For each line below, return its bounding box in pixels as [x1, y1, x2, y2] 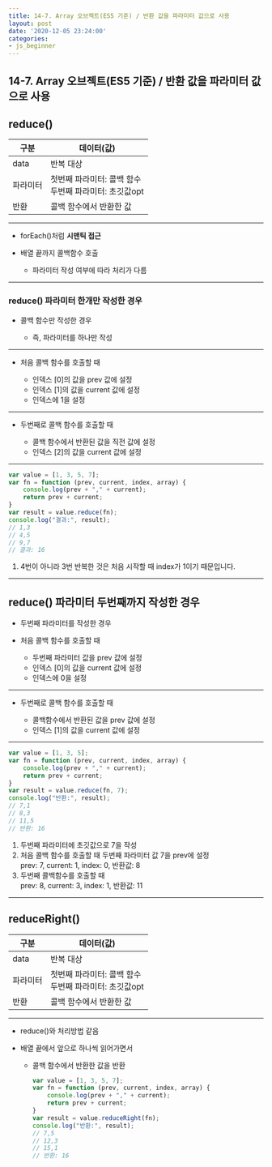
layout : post [8, 19, 53, 28]
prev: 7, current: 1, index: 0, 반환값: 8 [19, 860, 141, 870]
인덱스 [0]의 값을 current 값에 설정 [32, 663, 142, 673]
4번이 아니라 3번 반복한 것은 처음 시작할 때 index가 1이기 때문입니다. [19, 562, 236, 571]
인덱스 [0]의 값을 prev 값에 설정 [32, 374, 133, 384]
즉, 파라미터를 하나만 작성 [32, 332, 113, 342]
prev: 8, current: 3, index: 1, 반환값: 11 [19, 880, 143, 890]
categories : [8, 34, 49, 43]
